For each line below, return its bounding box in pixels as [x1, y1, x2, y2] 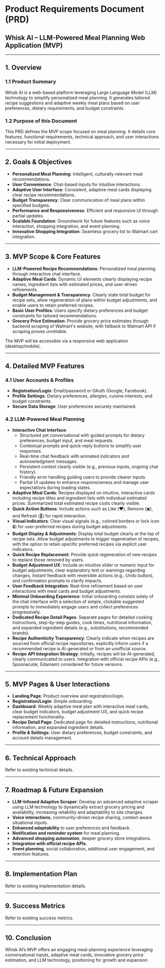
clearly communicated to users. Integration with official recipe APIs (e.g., [12, 656, 160, 662]
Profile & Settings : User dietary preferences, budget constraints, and [12, 729, 152, 736]
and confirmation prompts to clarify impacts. [12, 577, 103, 583]
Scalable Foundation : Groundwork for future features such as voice [12, 218, 150, 224]
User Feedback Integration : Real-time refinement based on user [12, 583, 143, 589]
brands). [12, 630, 29, 635]
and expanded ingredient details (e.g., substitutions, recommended [12, 625, 148, 631]
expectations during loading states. [19, 484, 91, 490]
